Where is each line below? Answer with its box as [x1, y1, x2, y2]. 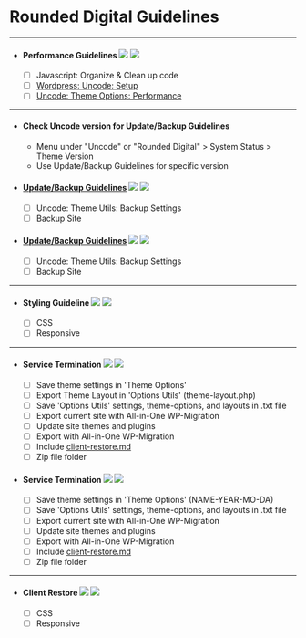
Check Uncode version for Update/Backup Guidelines [22, 120, 230, 131]
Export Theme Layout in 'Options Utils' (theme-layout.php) [36, 390, 257, 401]
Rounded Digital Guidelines [9, 6, 219, 27]
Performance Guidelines [22, 49, 117, 60]
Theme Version [36, 151, 94, 162]
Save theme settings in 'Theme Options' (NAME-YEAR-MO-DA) [36, 495, 274, 506]
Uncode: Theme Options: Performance [36, 90, 182, 101]
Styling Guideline [22, 297, 90, 308]
